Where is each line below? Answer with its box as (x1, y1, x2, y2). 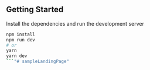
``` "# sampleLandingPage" (6, 58, 69, 65)
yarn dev (6, 53, 28, 59)
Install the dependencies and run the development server (6, 20, 145, 27)
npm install (6, 32, 35, 37)
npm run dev (6, 37, 35, 43)
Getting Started (6, 5, 64, 15)
